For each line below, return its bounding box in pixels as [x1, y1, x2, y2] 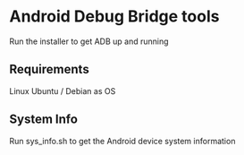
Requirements [9, 62, 89, 77]
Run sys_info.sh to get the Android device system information [9, 135, 236, 146]
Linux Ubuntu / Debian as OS [9, 85, 116, 96]
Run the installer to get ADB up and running [9, 36, 169, 47]
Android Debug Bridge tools [9, 6, 220, 27]
